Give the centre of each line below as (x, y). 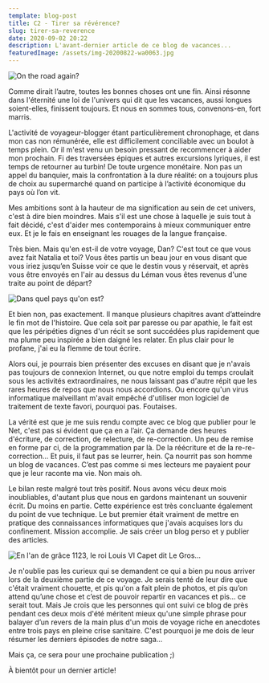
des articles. (29, 540)
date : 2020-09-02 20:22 (48, 38)
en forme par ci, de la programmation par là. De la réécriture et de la (121, 447)
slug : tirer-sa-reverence (51, 30)
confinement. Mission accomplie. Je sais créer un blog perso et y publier (129, 531)
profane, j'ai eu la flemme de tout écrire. (75, 348)
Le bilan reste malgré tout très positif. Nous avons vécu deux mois (118, 489)
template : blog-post (43, 16)
